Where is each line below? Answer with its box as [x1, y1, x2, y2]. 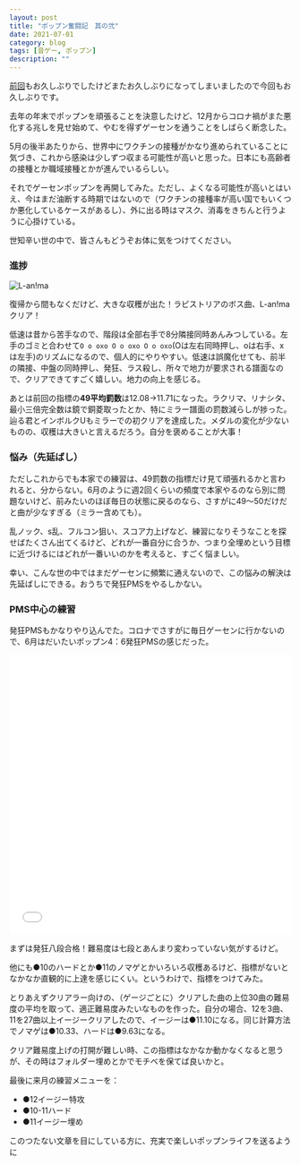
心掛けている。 [24, 216, 81, 227]
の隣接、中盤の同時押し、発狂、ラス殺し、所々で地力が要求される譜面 [9, 363, 269, 373]
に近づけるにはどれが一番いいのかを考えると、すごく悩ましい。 [9, 548, 244, 559]
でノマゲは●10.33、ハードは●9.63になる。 [9, 1025, 170, 1036]
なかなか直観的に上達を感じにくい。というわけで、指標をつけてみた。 [9, 972, 269, 983]
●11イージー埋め [21, 1116, 83, 1126]
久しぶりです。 [9, 91, 64, 102]
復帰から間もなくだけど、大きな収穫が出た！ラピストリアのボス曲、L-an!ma [9, 299, 291, 310]
